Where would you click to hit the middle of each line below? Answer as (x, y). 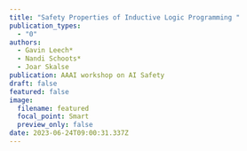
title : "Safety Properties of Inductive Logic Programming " (125, 17)
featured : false (39, 91)
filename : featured (53, 108)
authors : (25, 42)
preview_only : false (55, 125)
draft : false (33, 83)
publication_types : (45, 26)
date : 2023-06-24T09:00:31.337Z (69, 133)
